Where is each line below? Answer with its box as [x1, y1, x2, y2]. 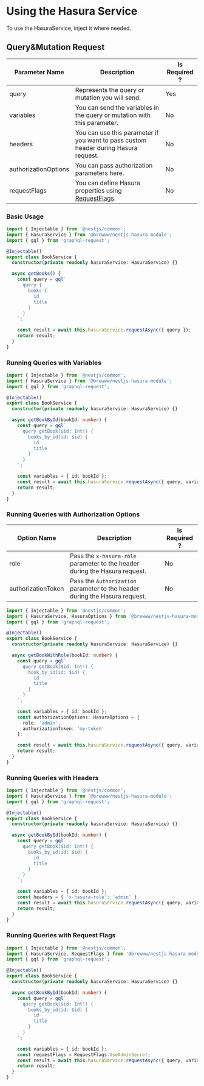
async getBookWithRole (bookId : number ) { [12, 652, 118, 659]
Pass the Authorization [69, 577, 137, 585]
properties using [75, 186, 123, 194]
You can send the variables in [75, 103, 160, 112]
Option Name [17, 533, 56, 542]
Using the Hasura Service [6, 4, 138, 18]
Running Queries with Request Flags [6, 931, 116, 940]
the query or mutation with [75, 111, 151, 119]
